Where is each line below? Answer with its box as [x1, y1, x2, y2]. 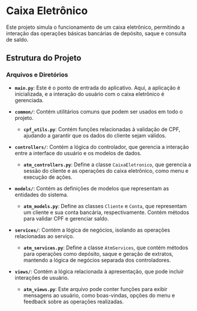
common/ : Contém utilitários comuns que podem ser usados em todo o [14, 108, 183, 115]
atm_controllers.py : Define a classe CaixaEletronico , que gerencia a [23, 160, 192, 168]
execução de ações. [23, 173, 73, 180]
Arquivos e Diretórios [6, 71, 69, 79]
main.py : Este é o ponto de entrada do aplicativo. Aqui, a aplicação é [14, 84, 181, 91]
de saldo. [6, 36, 29, 43]
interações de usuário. [14, 274, 69, 281]
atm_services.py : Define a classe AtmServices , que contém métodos [23, 244, 188, 251]
